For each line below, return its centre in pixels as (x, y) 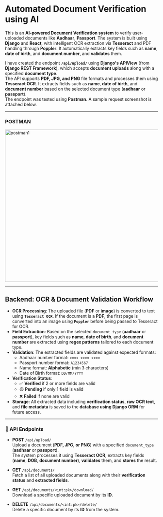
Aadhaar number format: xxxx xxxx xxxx (60, 358)
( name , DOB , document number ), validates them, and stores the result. (84, 460)
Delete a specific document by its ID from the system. (66, 510)
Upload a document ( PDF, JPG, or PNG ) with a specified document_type (83, 445)
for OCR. (21, 326)
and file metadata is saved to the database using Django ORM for (78, 407)
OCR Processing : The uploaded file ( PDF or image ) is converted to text (83, 311)
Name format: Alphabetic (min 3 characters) (64, 368)
